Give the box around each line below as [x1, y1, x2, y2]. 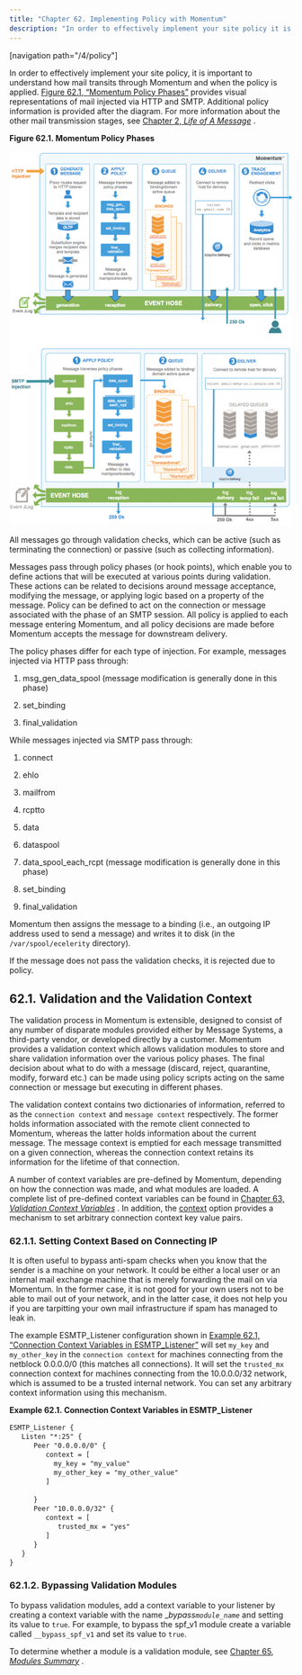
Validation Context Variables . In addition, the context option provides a [9, 1202, 274, 1214]
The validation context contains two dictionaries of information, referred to [9, 1099, 286, 1111]
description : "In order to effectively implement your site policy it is [9, 23, 292, 33]
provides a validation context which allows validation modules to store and [9, 1044, 285, 1055]
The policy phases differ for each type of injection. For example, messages [9, 646, 287, 657]
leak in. [9, 1312, 36, 1323]
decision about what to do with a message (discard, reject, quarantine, [9, 1063, 271, 1074]
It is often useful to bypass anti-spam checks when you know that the [9, 1256, 268, 1266]
